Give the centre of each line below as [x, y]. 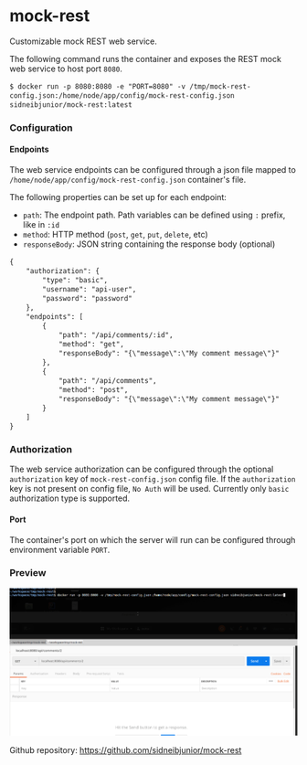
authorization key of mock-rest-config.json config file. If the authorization [153, 479]
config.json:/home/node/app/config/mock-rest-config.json [122, 96]
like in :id [41, 225]
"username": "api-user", [90, 290]
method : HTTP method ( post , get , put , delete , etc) [115, 235]
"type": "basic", [75, 281]
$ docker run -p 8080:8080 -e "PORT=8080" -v [97, 86]
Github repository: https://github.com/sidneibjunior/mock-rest [126, 750]
